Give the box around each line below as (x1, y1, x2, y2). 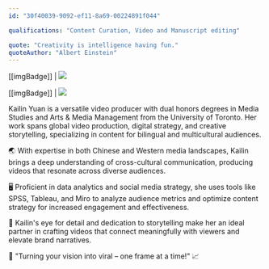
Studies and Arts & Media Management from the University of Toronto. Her (8, 112, 257, 122)
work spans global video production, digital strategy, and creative (8, 121, 227, 131)
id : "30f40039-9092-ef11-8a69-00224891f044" (8, 11, 161, 20)
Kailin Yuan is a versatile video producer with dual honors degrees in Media (8, 104, 259, 114)
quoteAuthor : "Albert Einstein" (8, 48, 117, 57)
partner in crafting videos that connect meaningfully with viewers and (8, 227, 240, 237)
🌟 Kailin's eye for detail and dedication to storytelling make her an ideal (8, 218, 245, 228)
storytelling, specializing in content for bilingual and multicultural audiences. (8, 130, 262, 140)
